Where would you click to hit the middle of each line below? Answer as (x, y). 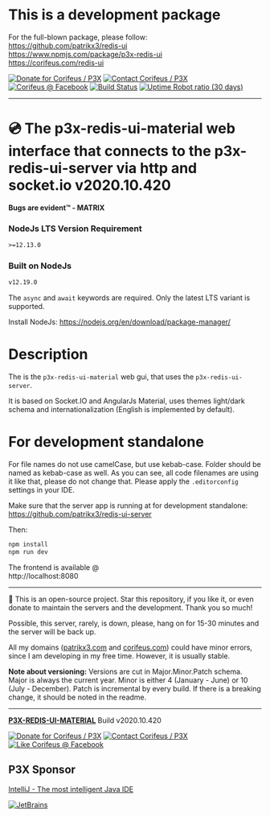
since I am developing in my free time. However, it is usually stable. (119, 656)
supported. (27, 307)
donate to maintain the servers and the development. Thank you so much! (131, 607)
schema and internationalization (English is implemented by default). (122, 410)
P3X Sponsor (42, 770)
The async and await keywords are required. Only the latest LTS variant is (129, 298)
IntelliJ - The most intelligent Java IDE (71, 789)
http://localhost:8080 (43, 576)
